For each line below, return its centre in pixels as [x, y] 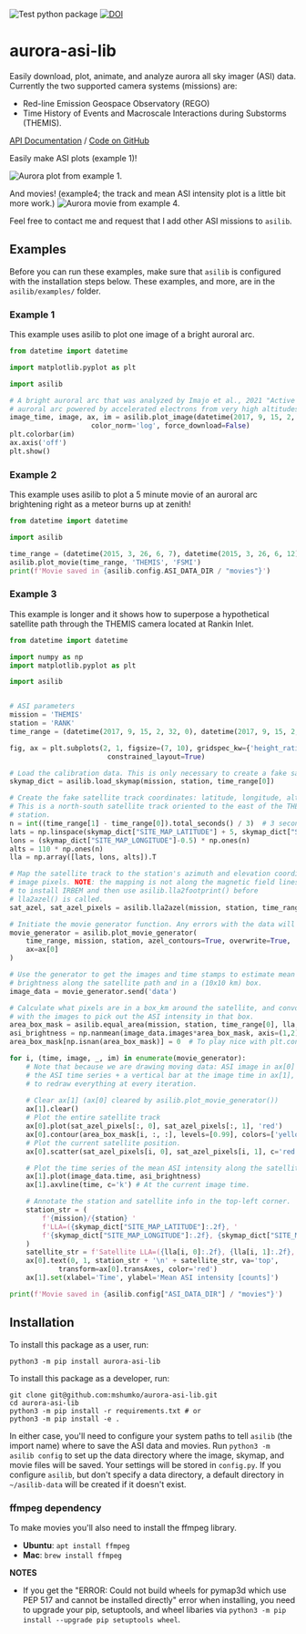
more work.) [32, 203]
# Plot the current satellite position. [103, 1143]
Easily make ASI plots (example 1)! [73, 158]
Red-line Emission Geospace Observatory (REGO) [116, 103]
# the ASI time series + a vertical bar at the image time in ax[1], [161, 1075]
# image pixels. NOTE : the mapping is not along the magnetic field [142, 883]
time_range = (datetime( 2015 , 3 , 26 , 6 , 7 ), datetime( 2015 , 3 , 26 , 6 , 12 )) [156, 553]
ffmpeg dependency [56, 1507]
